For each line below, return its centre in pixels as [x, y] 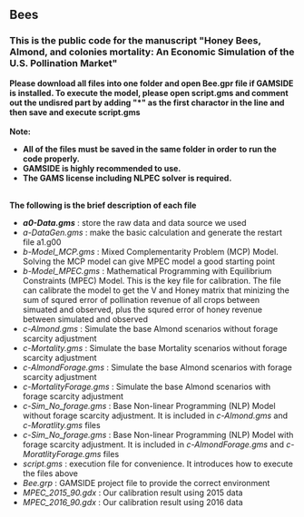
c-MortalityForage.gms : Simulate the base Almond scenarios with [147, 386]
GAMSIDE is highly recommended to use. [102, 168]
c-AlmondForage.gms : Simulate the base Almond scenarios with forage [157, 367]
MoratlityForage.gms [62, 454]
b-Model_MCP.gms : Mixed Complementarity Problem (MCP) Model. [150, 251]
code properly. [51, 159]
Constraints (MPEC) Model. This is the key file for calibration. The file [152, 280]
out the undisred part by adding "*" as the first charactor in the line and [147, 102]
